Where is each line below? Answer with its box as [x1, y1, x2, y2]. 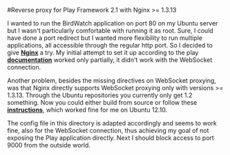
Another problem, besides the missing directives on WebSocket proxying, [7, 76, 216, 85]
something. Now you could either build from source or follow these [7, 99, 198, 106]
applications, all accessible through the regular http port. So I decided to [7, 41, 213, 49]
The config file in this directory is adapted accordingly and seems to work [7, 119, 218, 127]
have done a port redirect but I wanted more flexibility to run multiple [7, 34, 202, 42]
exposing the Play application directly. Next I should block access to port [7, 134, 214, 142]
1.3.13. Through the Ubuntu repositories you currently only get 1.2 [7, 91, 193, 99]
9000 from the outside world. [7, 141, 91, 149]
